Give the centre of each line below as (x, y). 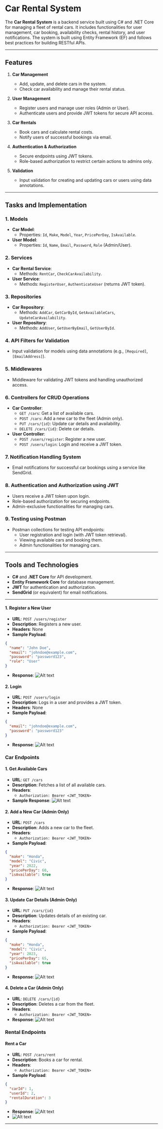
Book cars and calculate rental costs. (56, 132)
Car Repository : (28, 307)
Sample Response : (31, 800)
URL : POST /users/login (36, 697)
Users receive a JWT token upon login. (51, 496)
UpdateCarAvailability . (43, 318)
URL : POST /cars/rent (34, 1054)
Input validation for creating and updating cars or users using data (85, 180)
